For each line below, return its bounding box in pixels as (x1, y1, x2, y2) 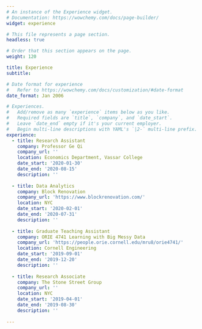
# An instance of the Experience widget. (6, 9, 113, 15)
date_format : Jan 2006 (6, 93, 64, 99)
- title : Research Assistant (12, 138, 86, 144)
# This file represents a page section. (6, 31, 111, 37)
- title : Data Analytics (12, 183, 75, 189)
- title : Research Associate (12, 274, 86, 280)
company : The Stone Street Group (17, 279, 102, 285)
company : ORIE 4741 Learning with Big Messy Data (17, 234, 146, 240)
